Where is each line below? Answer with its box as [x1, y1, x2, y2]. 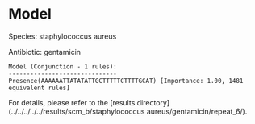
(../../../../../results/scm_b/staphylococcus [8, 106, 145, 116]
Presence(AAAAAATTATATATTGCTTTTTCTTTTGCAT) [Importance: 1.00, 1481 [8, 76, 244, 85]
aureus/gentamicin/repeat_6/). [146, 106, 248, 116]
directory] [136, 97, 170, 107]
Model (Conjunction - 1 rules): [8, 62, 117, 71]
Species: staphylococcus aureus [8, 31, 117, 41]
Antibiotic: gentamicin [8, 47, 82, 56]
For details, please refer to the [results [8, 97, 136, 107]
